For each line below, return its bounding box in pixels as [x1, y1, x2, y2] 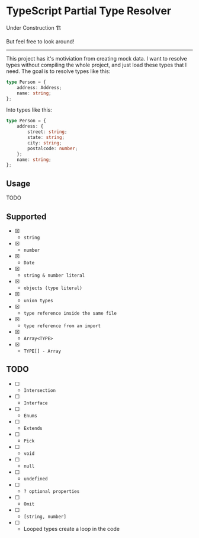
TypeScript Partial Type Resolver [6, 4, 172, 18]
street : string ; [27, 129, 68, 135]
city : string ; [27, 140, 62, 146]
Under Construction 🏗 [6, 24, 62, 31]
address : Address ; [17, 84, 62, 90]
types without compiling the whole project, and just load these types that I [6, 61, 187, 68]
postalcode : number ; [27, 145, 78, 151]
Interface [23, 400, 49, 406]
